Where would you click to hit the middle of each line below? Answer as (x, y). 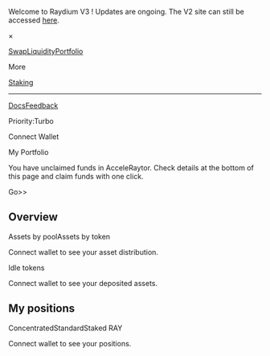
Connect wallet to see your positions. (70, 343)
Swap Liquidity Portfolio (46, 51)
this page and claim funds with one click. (76, 176)
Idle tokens (27, 268)
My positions (42, 309)
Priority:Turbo (31, 121)
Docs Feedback (33, 105)
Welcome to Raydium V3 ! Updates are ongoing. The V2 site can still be (127, 12)
